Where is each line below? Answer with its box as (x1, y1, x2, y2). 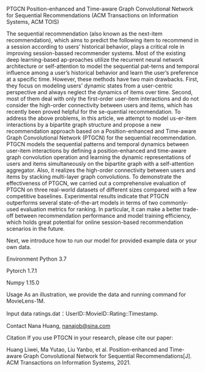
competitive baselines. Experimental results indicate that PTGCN (6, 193, 170, 199)
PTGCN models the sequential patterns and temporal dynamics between (6, 141, 189, 147)
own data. (6, 244, 32, 250)
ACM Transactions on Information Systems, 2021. (6, 359, 131, 366)
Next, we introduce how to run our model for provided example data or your (6, 237, 198, 244)
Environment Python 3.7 (6, 255, 67, 262)
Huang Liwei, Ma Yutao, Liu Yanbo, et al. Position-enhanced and (6, 346, 168, 353)
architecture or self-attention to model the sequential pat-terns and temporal (6, 62, 199, 70)
